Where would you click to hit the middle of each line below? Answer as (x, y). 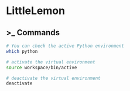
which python (22, 51)
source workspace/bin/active (42, 68)
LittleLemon (36, 11)
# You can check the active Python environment (65, 46)
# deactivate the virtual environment (53, 78)
